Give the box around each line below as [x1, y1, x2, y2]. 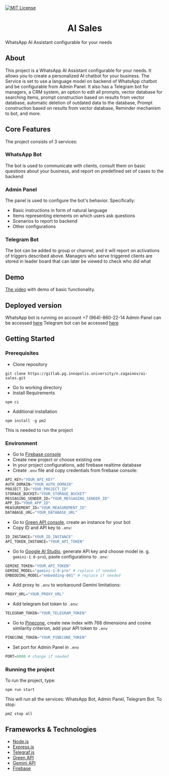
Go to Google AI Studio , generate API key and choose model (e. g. [12, 548, 150, 554]
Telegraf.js [12, 749, 35, 755]
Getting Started [5, 335, 55, 343]
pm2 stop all [5, 711, 33, 716]
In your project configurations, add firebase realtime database [12, 462, 142, 468]
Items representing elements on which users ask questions [12, 213, 135, 219]
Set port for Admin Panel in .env [12, 644, 79, 650]
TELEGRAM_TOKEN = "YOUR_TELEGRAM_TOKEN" [5, 610, 87, 616]
